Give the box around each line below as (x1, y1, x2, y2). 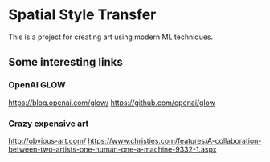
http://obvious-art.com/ (8, 136, 87, 145)
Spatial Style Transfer (8, 6, 157, 24)
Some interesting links (8, 55, 123, 69)
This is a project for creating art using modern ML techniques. (8, 32, 214, 42)
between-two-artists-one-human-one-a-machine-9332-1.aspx (8, 144, 217, 154)
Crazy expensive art (8, 118, 89, 129)
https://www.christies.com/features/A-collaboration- (88, 136, 262, 145)
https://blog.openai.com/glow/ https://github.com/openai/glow (8, 98, 215, 107)
